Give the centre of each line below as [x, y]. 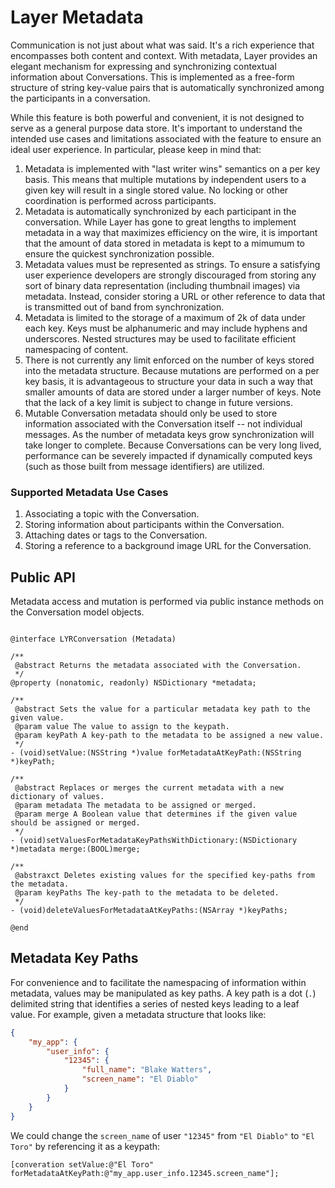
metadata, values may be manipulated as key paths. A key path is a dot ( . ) [163, 993]
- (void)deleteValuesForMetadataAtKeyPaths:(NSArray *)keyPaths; [149, 911]
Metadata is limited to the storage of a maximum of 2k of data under [165, 317]
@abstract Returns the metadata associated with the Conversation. [158, 666]
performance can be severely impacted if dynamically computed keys [168, 455]
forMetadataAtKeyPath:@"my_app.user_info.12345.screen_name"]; [145, 1173]
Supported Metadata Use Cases [89, 492]
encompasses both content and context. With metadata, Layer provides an [164, 55]
